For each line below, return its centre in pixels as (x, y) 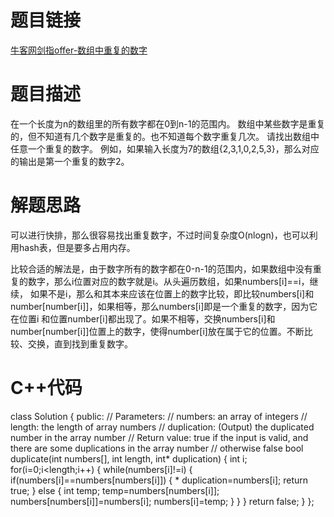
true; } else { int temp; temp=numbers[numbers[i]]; (115, 490)
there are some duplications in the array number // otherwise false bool (157, 448)
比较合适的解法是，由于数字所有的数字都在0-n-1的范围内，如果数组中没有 (161, 268)
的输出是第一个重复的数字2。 (70, 161)
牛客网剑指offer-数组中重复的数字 (79, 50)
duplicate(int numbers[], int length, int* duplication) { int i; (129, 458)
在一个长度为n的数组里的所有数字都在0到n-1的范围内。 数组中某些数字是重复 (168, 123)
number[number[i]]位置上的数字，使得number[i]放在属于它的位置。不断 (157, 331)
